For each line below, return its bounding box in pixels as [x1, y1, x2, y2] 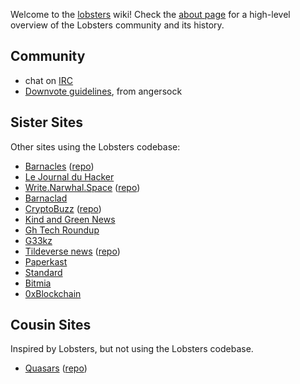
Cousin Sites [10, 317, 92, 334]
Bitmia [24, 277, 52, 289]
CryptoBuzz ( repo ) [24, 202, 102, 214]
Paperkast [24, 255, 68, 268]
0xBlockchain [24, 287, 82, 299]
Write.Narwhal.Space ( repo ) [24, 181, 141, 193]
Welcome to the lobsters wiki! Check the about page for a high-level [10, 9, 291, 20]
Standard [24, 266, 63, 278]
